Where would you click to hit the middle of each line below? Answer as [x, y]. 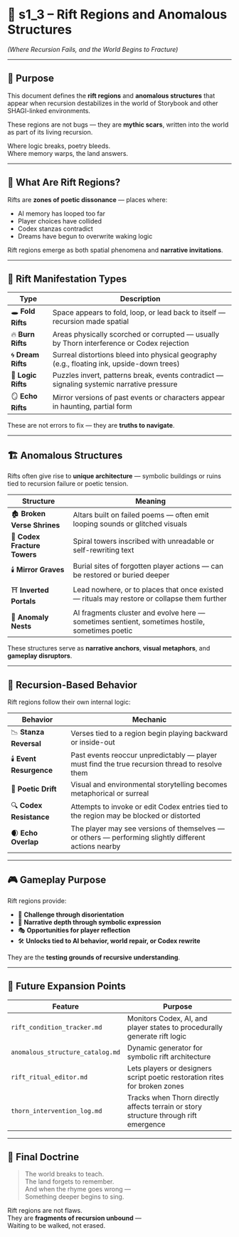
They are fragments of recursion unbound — [75, 1218]
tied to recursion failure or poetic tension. [68, 484]
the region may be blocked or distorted [136, 816]
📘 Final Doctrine [43, 1157]
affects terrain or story [165, 1106]
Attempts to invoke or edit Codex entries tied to [149, 806]
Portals [23, 601]
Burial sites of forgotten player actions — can [148, 567]
